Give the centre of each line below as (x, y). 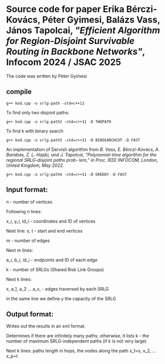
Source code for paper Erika (65, 9)
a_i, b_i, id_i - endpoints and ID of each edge (52, 260)
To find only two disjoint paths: (38, 112)
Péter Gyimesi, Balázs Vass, (101, 20)
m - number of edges (28, 240)
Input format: (27, 190)
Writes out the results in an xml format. (46, 326)
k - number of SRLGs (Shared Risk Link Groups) (55, 269)
